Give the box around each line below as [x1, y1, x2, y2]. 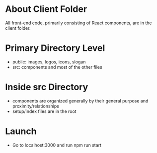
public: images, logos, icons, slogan [12, 58, 86, 65]
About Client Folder [5, 3, 87, 15]
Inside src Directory [5, 82, 88, 93]
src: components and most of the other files [12, 64, 103, 70]
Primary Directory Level [5, 43, 105, 54]
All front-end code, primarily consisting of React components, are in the [5, 20, 152, 26]
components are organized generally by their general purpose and [12, 98, 149, 103]
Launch [5, 126, 37, 137]
